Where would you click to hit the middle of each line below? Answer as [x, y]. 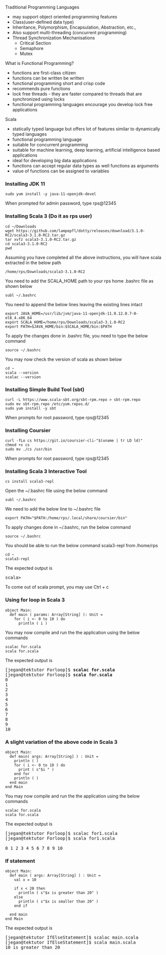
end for [22, 774]
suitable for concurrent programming [50, 145]
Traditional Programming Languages [42, 7]
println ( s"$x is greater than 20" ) [58, 893]
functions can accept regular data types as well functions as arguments [85, 166]
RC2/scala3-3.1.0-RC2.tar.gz [35, 235]
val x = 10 [25, 880]
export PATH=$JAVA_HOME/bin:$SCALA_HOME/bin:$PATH [58, 327]
